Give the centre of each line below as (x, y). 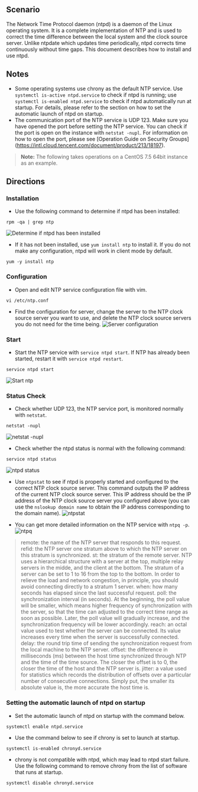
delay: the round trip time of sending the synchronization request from (106, 643)
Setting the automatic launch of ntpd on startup (76, 703)
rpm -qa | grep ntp (30, 222)
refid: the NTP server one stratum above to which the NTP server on (104, 549)
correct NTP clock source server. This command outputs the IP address (102, 488)
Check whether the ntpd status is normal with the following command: (100, 448)
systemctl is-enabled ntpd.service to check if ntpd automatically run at (103, 101)
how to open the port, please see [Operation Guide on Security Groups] (102, 139)
